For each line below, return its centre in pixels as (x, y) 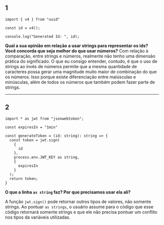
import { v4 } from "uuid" (32, 19)
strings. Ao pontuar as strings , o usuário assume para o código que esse (79, 207)
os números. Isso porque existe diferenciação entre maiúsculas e (71, 77)
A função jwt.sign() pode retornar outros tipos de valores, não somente (78, 201)
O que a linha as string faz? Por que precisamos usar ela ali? (68, 192)
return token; (24, 178)
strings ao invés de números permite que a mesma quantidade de (71, 66)
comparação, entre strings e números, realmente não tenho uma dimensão (80, 56)
